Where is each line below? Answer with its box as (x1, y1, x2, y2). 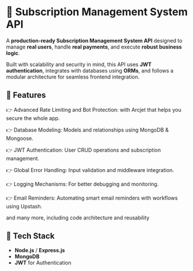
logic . (6, 49, 20, 56)
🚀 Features (6, 90, 46, 100)
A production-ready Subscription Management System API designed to (6, 37, 182, 44)
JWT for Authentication (14, 259, 72, 266)
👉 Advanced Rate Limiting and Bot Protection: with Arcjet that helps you (6, 106, 181, 113)
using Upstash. (6, 203, 43, 210)
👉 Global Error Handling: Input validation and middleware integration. (6, 166, 174, 173)
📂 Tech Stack (6, 231, 55, 241)
